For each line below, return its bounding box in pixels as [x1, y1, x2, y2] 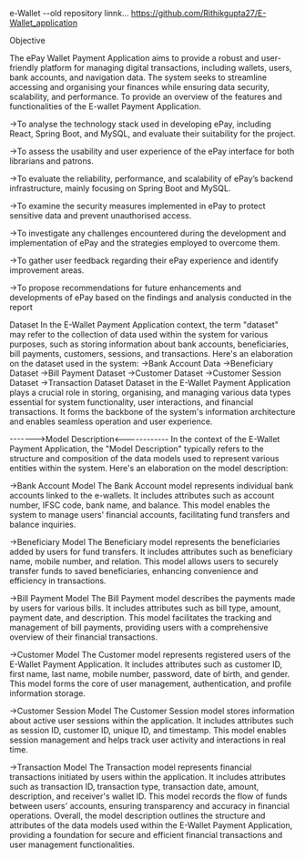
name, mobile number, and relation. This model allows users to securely [9, 556, 280, 567]
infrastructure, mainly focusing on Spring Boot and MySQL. [9, 183, 231, 194]
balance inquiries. [9, 519, 76, 530]
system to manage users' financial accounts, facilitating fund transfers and [9, 510, 290, 520]
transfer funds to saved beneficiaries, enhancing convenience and [9, 566, 259, 576]
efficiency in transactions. [9, 575, 107, 586]
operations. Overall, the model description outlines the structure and [9, 810, 266, 821]
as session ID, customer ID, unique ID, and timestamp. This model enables [9, 725, 287, 735]
